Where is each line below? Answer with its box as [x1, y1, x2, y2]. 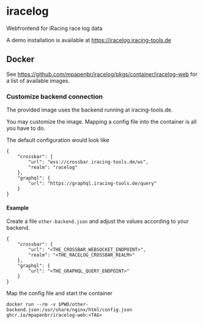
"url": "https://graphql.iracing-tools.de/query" [28, 181, 157, 187]
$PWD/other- [58, 301, 89, 307]
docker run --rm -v [6, 301, 56, 307]
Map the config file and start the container [6, 290, 113, 297]
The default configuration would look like [6, 137, 110, 144]
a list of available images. [6, 77, 70, 84]
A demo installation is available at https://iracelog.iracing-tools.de [6, 36, 172, 43]
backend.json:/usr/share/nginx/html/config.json [6, 307, 133, 313]
